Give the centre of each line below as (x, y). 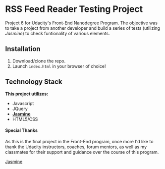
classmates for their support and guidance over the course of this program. (82, 152)
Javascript (23, 103)
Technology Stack (34, 82)
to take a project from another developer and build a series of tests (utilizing (82, 28)
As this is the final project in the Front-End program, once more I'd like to (79, 141)
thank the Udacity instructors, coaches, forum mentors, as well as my (76, 147)
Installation (23, 49)
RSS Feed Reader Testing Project (74, 9)
